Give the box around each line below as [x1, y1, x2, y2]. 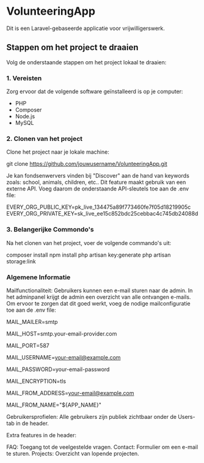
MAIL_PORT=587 [6, 342, 50, 349]
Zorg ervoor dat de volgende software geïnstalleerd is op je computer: [6, 88, 183, 96]
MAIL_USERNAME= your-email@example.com [6, 353, 121, 361]
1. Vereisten [6, 73, 42, 82]
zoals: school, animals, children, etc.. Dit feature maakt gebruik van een [6, 179, 186, 186]
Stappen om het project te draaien [6, 42, 139, 53]
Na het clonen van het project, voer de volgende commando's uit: [6, 239, 172, 246]
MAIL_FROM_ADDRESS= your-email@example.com [6, 389, 134, 396]
